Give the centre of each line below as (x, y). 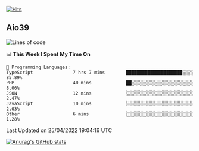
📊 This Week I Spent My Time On (48, 54)
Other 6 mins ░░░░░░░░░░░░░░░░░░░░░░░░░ (100, 114)
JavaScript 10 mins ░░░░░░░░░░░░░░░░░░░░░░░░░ (100, 103)
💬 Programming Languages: (38, 67)
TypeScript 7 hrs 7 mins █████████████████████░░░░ (100, 72)
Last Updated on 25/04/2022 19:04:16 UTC (59, 130)
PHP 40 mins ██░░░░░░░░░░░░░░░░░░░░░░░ (100, 83)
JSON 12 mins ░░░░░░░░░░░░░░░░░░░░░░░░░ (100, 93)
